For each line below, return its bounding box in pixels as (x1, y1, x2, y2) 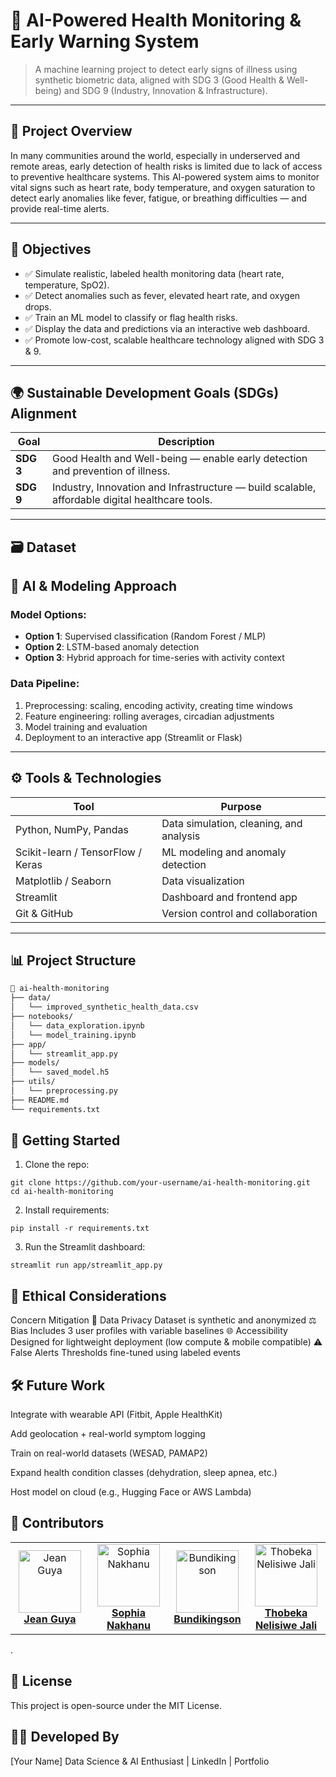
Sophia (111, 1605, 146, 1619)
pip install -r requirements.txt (10, 1224, 150, 1234)
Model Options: (10, 608, 87, 622)
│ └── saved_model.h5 (10, 1067, 110, 1078)
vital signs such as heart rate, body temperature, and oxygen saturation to (10, 181, 316, 193)
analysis (161, 829, 201, 843)
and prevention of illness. (51, 464, 171, 478)
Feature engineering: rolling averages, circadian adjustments (24, 710, 275, 722)
